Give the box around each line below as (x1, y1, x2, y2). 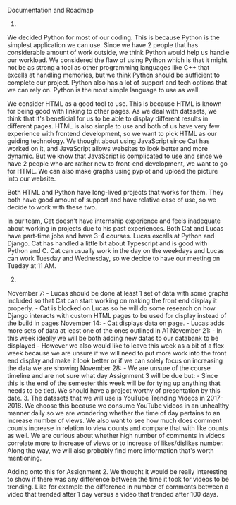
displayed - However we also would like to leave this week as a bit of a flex (7, 341, 224, 350)
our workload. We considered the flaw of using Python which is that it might (7, 56, 228, 64)
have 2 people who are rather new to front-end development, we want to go (7, 159, 228, 168)
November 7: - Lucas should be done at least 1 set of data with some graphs (7, 289, 229, 297)
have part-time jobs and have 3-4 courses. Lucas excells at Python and (7, 232, 215, 240)
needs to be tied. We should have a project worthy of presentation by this (7, 387, 221, 394)
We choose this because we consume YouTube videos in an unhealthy (24, 401, 230, 410)
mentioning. (7, 454, 42, 462)
